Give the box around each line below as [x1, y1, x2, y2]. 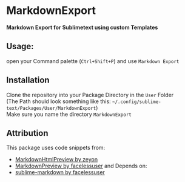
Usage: [6, 41, 35, 52]
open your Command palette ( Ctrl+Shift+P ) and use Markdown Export [6, 57, 180, 64]
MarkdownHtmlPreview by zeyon [15, 156, 98, 163]
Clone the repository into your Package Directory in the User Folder [6, 91, 174, 98]
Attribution [6, 128, 49, 138]
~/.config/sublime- [112, 98, 162, 105]
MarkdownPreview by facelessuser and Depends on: [15, 162, 147, 170]
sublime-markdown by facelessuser [15, 169, 105, 176]
